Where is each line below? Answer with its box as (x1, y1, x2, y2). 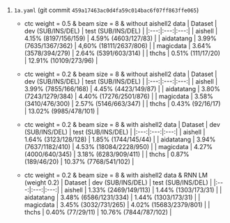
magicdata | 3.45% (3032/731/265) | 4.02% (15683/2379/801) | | (24, 201, 210, 208)
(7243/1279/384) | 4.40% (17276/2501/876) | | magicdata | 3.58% (24, 92, 214, 100)
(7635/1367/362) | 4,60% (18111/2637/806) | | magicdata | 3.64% (24, 42, 211, 49)
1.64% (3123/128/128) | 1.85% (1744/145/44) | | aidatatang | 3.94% (24, 135, 216, 144)
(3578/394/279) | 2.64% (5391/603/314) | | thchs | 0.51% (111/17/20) (24, 49, 221, 57)
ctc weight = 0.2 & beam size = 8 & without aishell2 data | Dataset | (24, 70, 217, 78)
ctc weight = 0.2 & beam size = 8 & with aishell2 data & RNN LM (24, 171, 208, 179)
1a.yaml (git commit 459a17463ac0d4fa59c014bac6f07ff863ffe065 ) (13, 6, 199, 14)
